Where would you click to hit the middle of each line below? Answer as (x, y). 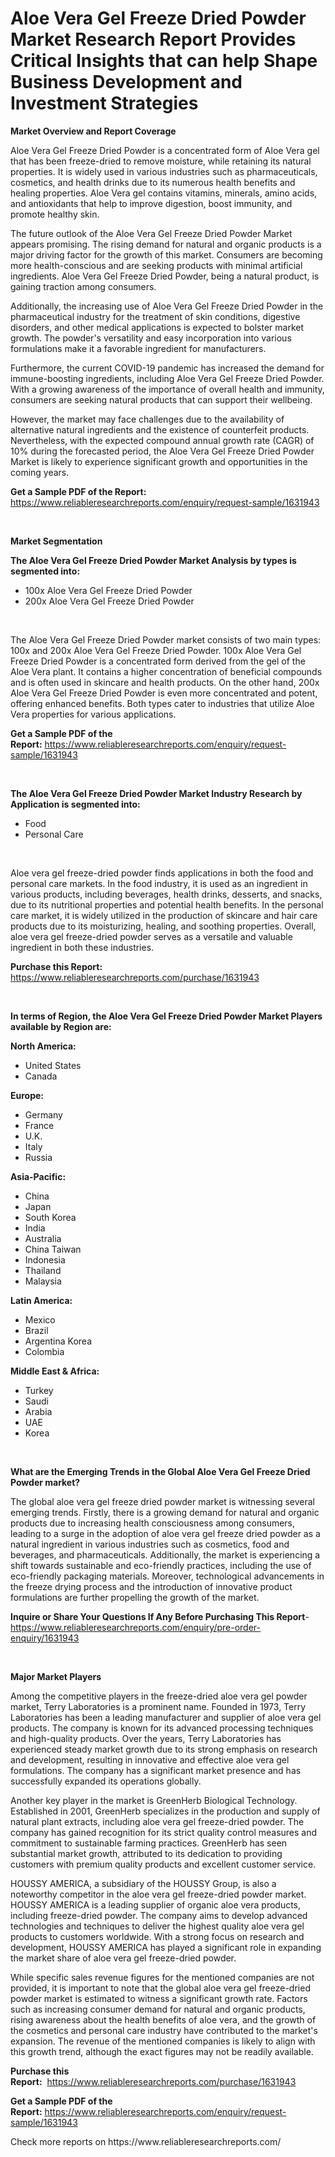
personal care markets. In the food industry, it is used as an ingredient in (159, 883)
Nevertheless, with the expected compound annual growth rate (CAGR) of (162, 440)
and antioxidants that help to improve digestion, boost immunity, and (151, 203)
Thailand (43, 1270)
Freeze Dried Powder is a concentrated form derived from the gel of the (158, 661)
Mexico (40, 1319)
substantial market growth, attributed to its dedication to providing (146, 1853)
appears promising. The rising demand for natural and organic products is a (166, 244)
